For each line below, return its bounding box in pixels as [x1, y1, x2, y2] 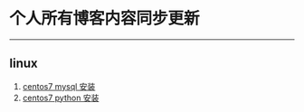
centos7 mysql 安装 [22, 80, 96, 91]
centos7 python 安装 [22, 92, 100, 103]
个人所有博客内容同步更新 [9, 8, 201, 29]
